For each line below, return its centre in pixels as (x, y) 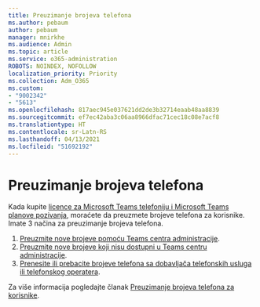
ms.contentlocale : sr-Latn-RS (58, 132)
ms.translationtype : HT (47, 125)
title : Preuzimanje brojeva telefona (70, 15)
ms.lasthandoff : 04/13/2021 (54, 139)
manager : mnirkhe (37, 37)
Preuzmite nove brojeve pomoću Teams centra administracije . (119, 239)
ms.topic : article (38, 52)
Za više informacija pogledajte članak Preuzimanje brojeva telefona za (121, 287)
